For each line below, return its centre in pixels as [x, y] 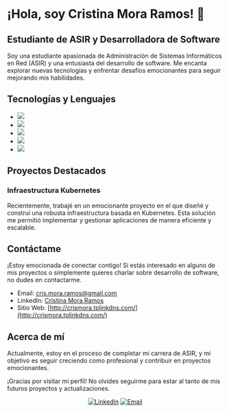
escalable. [22, 227]
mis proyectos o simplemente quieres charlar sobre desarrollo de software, [113, 273]
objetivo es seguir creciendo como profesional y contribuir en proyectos [109, 360]
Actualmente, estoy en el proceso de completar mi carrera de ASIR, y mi [109, 354]
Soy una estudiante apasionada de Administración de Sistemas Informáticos [114, 56]
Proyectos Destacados [57, 171]
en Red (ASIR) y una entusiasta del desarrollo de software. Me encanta [107, 63]
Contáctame [34, 249]
